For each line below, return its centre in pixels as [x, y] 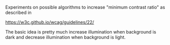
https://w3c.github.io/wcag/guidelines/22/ [50, 22]
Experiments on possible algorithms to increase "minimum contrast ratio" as [85, 7]
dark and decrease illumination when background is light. [66, 37]
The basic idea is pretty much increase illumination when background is [81, 32]
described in [18, 12]
